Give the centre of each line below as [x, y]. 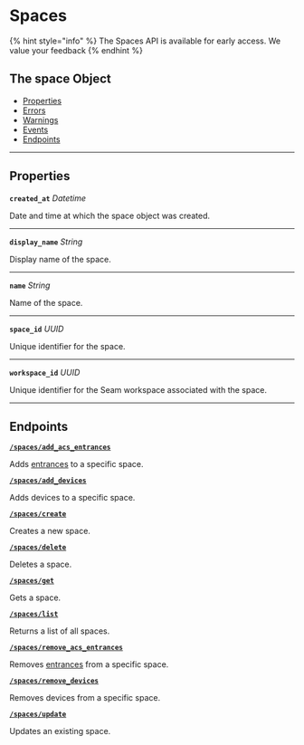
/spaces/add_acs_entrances [60, 448]
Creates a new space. [50, 531]
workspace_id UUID [45, 372]
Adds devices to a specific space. [72, 498]
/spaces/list [34, 615]
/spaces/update [38, 715]
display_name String [46, 242]
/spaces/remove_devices [54, 681]
